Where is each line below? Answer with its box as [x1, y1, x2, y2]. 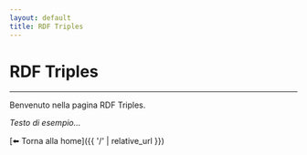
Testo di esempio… [9, 118, 81, 129]
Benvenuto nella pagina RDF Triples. [9, 99, 146, 110]
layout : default [9, 13, 71, 23]
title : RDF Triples [9, 22, 84, 31]
